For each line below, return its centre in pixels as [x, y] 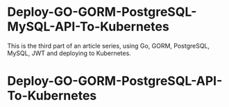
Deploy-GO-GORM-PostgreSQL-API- [115, 81]
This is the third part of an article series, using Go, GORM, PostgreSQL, [109, 46]
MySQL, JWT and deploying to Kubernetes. [69, 53]
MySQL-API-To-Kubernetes [88, 27]
